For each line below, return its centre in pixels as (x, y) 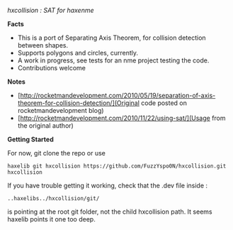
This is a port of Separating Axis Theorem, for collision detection (112, 38)
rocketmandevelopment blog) (61, 110)
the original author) (46, 126)
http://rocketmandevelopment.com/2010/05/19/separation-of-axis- (118, 95)
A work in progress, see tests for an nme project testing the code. (113, 60)
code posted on (164, 103)
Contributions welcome (52, 68)
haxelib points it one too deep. (51, 219)
